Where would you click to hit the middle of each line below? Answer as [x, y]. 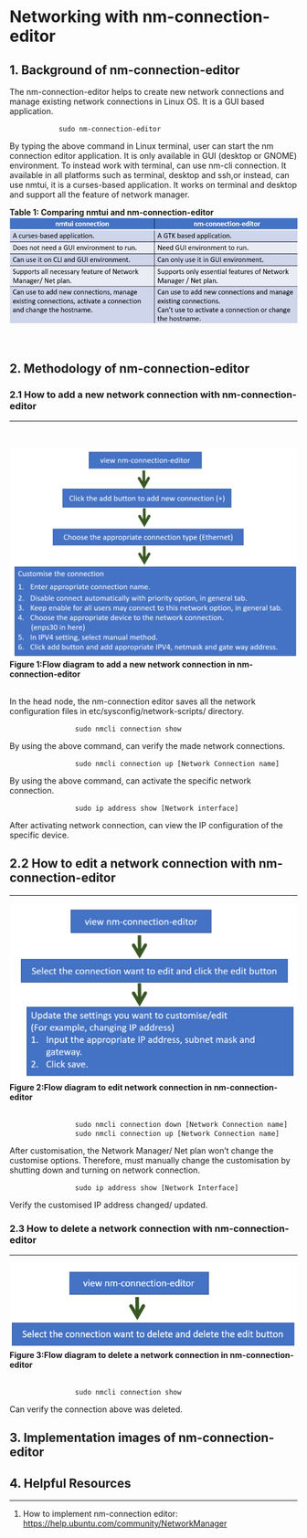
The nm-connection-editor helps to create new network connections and [147, 92]
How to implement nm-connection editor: [100, 1514]
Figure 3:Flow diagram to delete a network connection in [119, 1355]
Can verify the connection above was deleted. [96, 1409]
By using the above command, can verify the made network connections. [148, 745]
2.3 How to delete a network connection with [111, 1228]
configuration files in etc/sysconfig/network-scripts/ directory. [127, 711]
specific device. [39, 835]
